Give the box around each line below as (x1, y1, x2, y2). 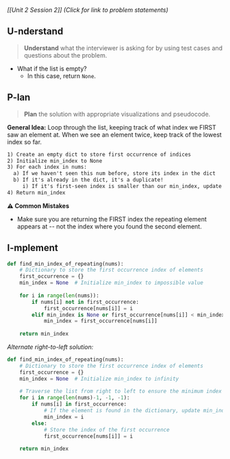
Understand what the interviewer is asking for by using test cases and (23, 44, 223, 52)
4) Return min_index (7, 189, 66, 196)
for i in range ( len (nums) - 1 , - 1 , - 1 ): (19, 395, 130, 401)
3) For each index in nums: (7, 164, 88, 171)
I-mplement (7, 242, 58, 254)
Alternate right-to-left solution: (7, 343, 94, 351)
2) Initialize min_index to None (7, 157, 103, 164)
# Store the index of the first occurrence (43, 426, 170, 433)
